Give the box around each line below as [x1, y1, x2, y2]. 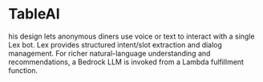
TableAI [8, 5, 60, 23]
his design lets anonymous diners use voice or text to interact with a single [8, 31, 255, 41]
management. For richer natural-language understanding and [8, 48, 211, 58]
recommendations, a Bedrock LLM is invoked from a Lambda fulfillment [8, 57, 245, 67]
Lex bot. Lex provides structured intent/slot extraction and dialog [8, 39, 223, 49]
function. [8, 65, 38, 75]
